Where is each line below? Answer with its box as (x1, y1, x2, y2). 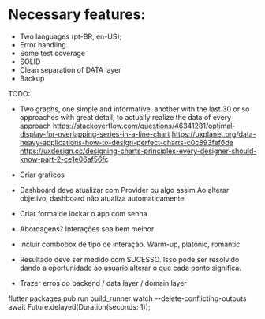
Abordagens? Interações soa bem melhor (19, 223, 155, 234)
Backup (19, 73, 45, 83)
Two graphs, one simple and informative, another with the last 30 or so (19, 104, 250, 114)
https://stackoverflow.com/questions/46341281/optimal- (52, 121, 236, 130)
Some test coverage (19, 48, 85, 58)
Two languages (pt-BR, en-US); (19, 32, 122, 41)
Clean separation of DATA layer (19, 65, 121, 74)
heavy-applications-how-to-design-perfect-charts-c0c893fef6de (19, 137, 234, 147)
